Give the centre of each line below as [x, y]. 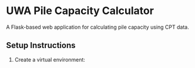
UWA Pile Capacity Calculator [80, 11]
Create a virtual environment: [50, 59]
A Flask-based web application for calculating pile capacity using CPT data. [97, 27]
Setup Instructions [41, 45]
